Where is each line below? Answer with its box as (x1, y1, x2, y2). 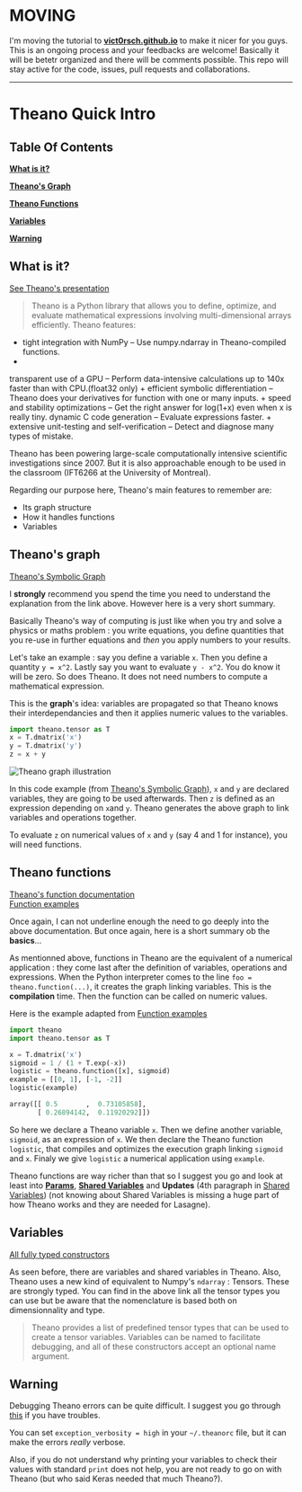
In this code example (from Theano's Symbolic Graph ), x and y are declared (9, 784, 289, 795)
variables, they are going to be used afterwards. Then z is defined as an (9, 793, 276, 804)
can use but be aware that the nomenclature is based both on (9, 1295, 237, 1306)
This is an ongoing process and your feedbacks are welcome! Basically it (9, 44, 280, 55)
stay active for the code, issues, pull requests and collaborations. (9, 64, 251, 75)
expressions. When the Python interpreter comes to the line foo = (9, 972, 253, 982)
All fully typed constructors (9, 1248, 111, 1259)
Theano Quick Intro (9, 104, 156, 124)
